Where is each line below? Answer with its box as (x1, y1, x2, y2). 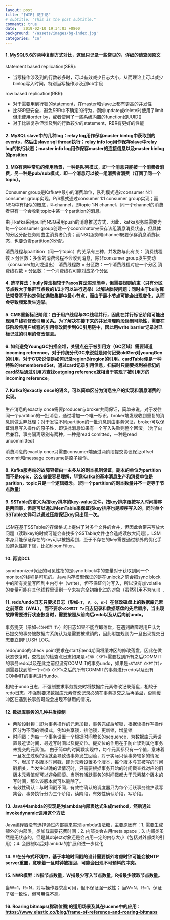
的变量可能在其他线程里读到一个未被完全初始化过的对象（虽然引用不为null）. (5, 586, 165, 593)
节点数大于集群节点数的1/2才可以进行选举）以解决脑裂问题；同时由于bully (5, 286, 160, 292)
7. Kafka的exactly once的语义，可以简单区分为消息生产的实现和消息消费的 (5, 387, 161, 393)
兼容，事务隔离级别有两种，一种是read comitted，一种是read (9, 431, 137, 437)
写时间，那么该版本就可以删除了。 (12, 778, 84, 784)
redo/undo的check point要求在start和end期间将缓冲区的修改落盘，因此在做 (5, 647, 162, 654)
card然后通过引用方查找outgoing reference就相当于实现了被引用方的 (5, 369, 150, 375)
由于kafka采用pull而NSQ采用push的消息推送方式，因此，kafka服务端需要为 (5, 218, 162, 225)
